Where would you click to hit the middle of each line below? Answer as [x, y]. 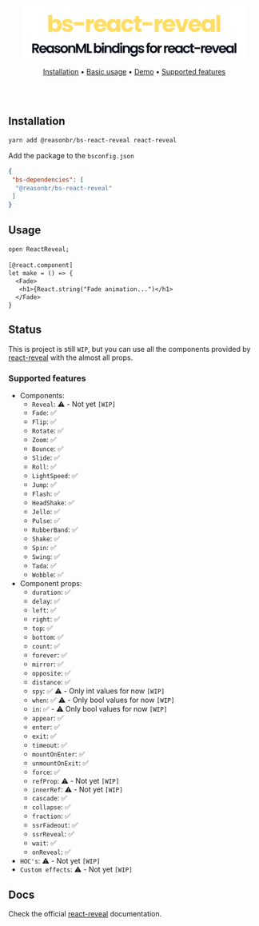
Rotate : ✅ [48, 431]
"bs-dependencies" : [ [48, 180]
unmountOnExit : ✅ [60, 763]
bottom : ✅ [48, 637]
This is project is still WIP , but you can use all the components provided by [129, 349]
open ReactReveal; [39, 249]
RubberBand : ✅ [55, 529]
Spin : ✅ [44, 548]
